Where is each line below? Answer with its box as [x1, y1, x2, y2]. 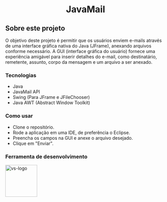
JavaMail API [12, 89, 40, 95]
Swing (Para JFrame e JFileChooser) [12, 94, 90, 100]
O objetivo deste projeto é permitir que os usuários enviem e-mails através [5, 37, 162, 43]
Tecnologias [5, 71, 37, 79]
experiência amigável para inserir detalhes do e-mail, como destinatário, [5, 54, 157, 60]
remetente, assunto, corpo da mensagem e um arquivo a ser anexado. [5, 59, 153, 65]
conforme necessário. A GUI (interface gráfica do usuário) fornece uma [5, 48, 155, 54]
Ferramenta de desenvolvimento [5, 153, 88, 160]
